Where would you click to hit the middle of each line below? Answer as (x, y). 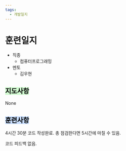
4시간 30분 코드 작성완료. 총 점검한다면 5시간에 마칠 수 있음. (63, 133)
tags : (11, 10)
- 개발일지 (19, 14)
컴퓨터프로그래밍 (36, 61)
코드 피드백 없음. (21, 144)
